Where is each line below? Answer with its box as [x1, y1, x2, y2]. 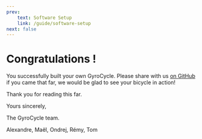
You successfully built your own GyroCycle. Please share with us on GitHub [6, 73, 196, 80]
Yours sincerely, [6, 102, 47, 110]
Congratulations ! [6, 52, 97, 66]
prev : [6, 9, 20, 15]
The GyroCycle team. [6, 114, 60, 122]
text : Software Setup [17, 15, 72, 21]
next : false [6, 26, 37, 32]
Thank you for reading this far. [6, 91, 82, 98]
